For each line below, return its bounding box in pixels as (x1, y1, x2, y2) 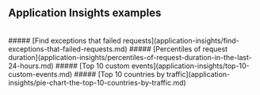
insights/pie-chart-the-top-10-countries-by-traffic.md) (8, 78, 186, 87)
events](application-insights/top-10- (131, 61, 250, 70)
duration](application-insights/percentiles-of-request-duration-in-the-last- (8, 52, 252, 62)
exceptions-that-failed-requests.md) (8, 44, 128, 54)
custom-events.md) (8, 69, 73, 78)
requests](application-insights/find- (122, 36, 239, 45)
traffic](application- (166, 69, 231, 78)
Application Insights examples (8, 6, 162, 20)
